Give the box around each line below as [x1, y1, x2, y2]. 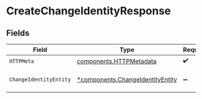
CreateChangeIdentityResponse [6, 4, 171, 18]
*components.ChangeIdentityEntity [76, 76, 177, 83]
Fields [6, 28, 30, 38]
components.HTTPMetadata [76, 57, 157, 65]
